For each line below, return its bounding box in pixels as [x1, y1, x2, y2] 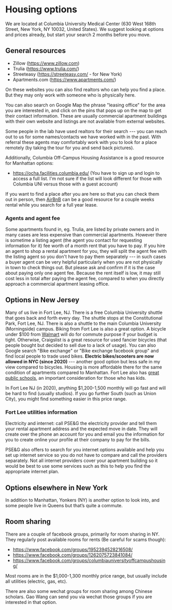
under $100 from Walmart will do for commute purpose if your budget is [5, 331, 158, 337]
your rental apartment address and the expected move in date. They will [5, 426, 158, 432]
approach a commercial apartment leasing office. [5, 281, 109, 287]
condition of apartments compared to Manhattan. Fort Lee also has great [5, 369, 159, 376]
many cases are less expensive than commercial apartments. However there [5, 232, 167, 238]
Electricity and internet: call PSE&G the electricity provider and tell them [5, 420, 157, 427]
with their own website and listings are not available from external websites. [5, 118, 166, 124]
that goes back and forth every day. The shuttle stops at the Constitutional [5, 315, 163, 321]
